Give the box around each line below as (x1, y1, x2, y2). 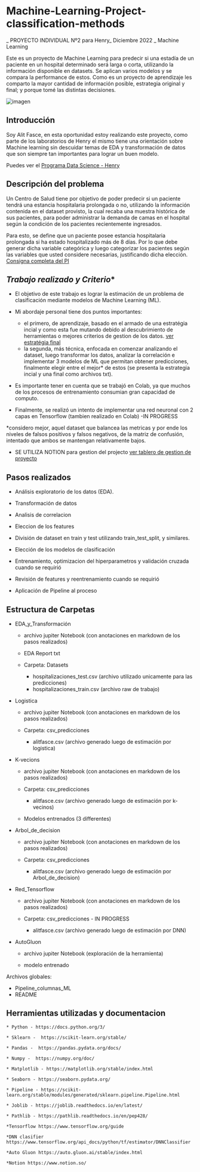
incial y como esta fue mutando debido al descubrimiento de (23, 326, 173, 333)
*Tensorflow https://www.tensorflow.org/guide (6, 1123, 124, 1130)
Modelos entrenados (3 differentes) (23, 815, 112, 822)
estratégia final (23, 339, 61, 346)
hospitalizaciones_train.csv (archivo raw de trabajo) (32, 686, 160, 692)
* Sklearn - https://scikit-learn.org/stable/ (6, 1035, 127, 1041)
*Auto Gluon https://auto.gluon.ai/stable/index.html (6, 1149, 143, 1155)
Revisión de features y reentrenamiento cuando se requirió (14, 575, 159, 583)
